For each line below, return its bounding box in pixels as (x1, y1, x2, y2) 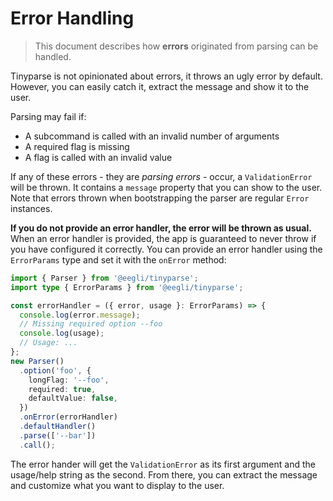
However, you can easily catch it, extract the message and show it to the (10, 80, 310, 92)
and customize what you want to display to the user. (10, 479, 225, 491)
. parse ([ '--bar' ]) (19, 430, 97, 441)
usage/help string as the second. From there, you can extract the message (10, 468, 318, 481)
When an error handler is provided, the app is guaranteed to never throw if (10, 232, 317, 244)
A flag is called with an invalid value (24, 151, 173, 163)
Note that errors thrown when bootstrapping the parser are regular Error (10, 192, 310, 204)
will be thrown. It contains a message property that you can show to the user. (10, 181, 323, 193)
